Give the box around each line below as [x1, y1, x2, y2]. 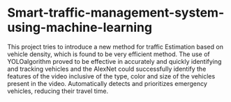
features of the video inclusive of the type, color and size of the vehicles [7, 71, 216, 80]
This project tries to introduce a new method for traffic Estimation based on [7, 42, 223, 51]
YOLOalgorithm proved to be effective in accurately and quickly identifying [7, 57, 222, 65]
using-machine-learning [7, 19, 152, 35]
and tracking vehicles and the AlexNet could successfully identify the [7, 65, 207, 73]
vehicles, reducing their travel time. [7, 87, 109, 95]
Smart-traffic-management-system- [7, 5, 225, 21]
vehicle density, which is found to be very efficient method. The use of [7, 50, 211, 58]
